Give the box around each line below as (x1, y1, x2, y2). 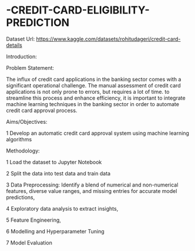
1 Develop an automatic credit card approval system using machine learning (6, 130, 190, 137)
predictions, (6, 194, 35, 201)
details (6, 42, 22, 49)
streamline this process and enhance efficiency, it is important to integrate (6, 94, 186, 101)
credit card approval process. (6, 107, 78, 114)
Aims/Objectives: (6, 118, 48, 125)
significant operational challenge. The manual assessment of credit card (6, 82, 181, 89)
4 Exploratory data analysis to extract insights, (6, 205, 119, 212)
